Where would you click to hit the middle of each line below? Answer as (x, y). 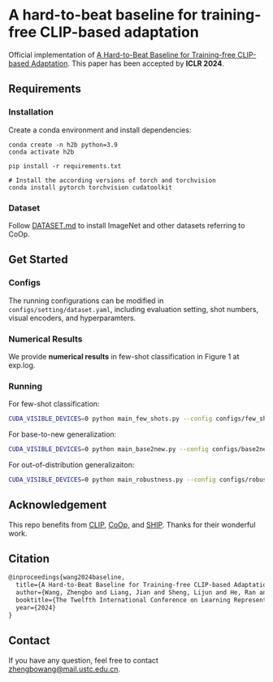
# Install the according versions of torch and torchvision (113, 180)
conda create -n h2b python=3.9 (63, 145)
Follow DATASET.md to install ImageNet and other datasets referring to (127, 225)
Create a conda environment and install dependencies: (100, 130)
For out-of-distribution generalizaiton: (71, 464)
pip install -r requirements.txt (65, 166)
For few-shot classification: (54, 404)
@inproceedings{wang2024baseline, (67, 578)
